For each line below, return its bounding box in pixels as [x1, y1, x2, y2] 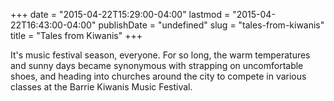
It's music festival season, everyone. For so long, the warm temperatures [10, 49, 311, 61]
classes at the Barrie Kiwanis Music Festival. [10, 81, 193, 93]
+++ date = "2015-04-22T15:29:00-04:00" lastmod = [10, 9, 231, 20]
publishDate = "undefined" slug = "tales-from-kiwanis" [98, 19, 325, 31]
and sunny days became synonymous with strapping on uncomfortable [10, 60, 304, 71]
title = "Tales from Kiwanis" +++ [10, 30, 143, 41]
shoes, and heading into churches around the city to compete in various [10, 70, 307, 82]
